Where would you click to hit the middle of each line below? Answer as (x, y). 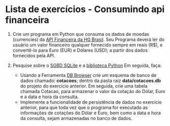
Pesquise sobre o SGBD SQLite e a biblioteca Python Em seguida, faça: (87, 65)
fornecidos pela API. (34, 55)
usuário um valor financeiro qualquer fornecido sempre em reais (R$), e (88, 45)
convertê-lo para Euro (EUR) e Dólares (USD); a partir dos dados (80, 50)
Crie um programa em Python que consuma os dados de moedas (81, 34)
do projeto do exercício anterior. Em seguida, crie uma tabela (84, 86)
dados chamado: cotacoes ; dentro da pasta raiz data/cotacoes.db (90, 80)
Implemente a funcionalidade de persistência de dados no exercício (91, 102)
